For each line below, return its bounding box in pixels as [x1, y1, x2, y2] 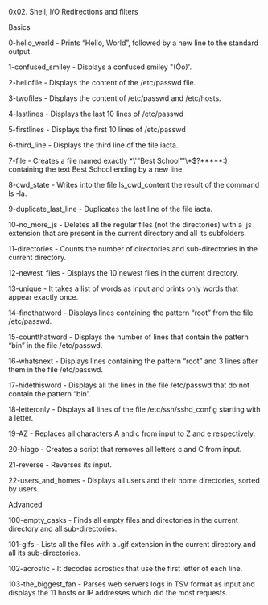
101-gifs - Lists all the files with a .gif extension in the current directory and [8, 540, 256, 549]
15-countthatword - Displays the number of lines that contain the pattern [8, 332, 249, 342]
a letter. [8, 413, 34, 422]
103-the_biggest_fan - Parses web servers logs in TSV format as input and [8, 579, 255, 589]
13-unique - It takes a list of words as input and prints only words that [8, 284, 239, 293]
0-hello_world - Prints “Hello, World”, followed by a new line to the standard [8, 38, 259, 48]
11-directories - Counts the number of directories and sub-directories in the [8, 244, 258, 253]
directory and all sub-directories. [8, 524, 118, 533]
